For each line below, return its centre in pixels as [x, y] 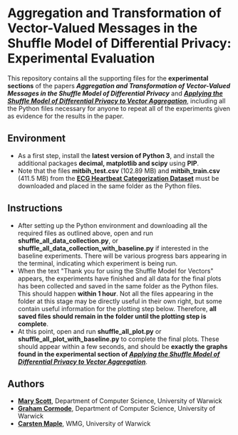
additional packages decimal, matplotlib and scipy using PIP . [108, 163]
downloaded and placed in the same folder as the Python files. [109, 186]
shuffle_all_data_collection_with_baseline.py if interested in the [113, 248]
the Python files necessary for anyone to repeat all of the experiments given [119, 108]
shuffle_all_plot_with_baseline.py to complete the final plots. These [118, 339]
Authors [26, 383]
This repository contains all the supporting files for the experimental [108, 78]
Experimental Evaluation [81, 59]
